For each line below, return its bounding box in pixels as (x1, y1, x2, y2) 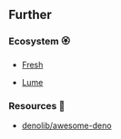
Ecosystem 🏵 (8, 35, 70, 48)
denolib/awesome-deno (21, 120, 112, 131)
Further (8, 7, 52, 23)
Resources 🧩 (8, 99, 66, 112)
